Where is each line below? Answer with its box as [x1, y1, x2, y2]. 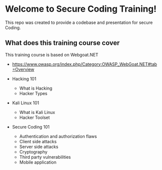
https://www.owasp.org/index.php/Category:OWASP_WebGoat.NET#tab [12, 61, 157, 67]
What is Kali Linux [19, 109, 55, 115]
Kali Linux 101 [12, 100, 39, 106]
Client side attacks [19, 138, 57, 144]
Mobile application [19, 159, 57, 165]
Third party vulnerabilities [19, 154, 71, 160]
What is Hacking [19, 85, 53, 91]
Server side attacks [19, 144, 58, 150]
